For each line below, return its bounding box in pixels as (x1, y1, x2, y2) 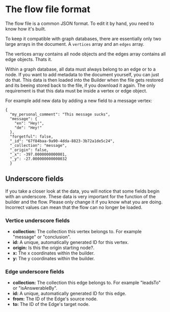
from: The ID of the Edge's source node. (12, 296, 98, 302)
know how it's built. (5, 25, 46, 32)
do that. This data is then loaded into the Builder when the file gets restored (5, 77, 164, 83)
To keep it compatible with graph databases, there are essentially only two (5, 36, 161, 42)
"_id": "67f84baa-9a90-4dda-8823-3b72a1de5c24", (10, 138, 115, 143)
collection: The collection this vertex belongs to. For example (12, 229, 142, 235)
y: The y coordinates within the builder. (12, 256, 95, 262)
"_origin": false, (10, 147, 49, 152)
